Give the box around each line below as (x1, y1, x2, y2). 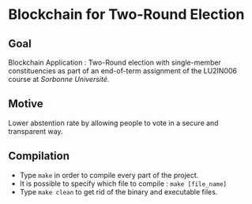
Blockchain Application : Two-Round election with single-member (8, 57, 221, 67)
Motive (8, 97, 43, 111)
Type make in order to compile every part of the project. (19, 170, 199, 180)
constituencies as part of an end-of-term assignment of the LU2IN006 (8, 66, 238, 76)
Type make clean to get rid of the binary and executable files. (19, 187, 218, 196)
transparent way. (8, 126, 63, 135)
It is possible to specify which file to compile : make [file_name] (19, 179, 228, 188)
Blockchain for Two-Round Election (8, 6, 245, 24)
